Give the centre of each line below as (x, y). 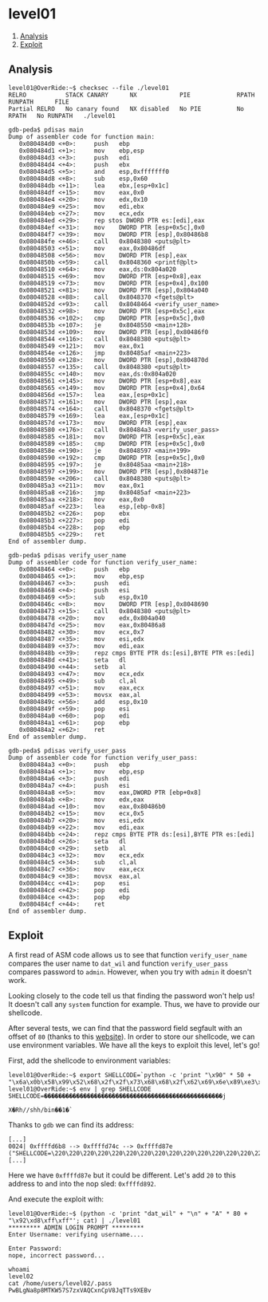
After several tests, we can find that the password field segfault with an (125, 1028)
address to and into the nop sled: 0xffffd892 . (83, 1183)
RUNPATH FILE (39, 102)
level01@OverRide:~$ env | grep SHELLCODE (80, 1089)
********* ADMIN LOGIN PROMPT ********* (77, 1227)
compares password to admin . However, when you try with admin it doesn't (130, 972)
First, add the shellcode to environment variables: (90, 1060)
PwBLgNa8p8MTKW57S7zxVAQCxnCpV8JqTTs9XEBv (80, 1290)
